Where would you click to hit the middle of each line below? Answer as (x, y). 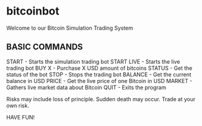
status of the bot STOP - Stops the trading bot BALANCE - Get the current (99, 75)
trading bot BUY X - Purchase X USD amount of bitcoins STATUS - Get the (99, 68)
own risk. (18, 105)
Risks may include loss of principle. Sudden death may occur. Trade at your (101, 99)
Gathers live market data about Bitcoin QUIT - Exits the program (86, 87)
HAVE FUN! (21, 117)
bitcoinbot (33, 11)
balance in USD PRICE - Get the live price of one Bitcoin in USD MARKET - (99, 81)
